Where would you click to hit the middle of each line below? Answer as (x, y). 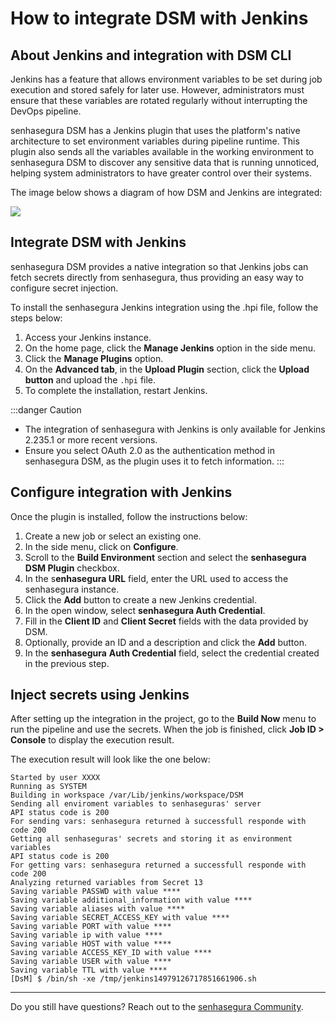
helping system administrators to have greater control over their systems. (161, 173)
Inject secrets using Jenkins (100, 695)
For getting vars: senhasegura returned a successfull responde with (158, 865)
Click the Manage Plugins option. (94, 358)
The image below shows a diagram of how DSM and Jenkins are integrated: (166, 192)
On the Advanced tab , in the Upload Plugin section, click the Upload (167, 369)
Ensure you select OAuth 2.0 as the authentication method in (150, 450)
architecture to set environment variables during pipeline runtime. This (155, 141)
